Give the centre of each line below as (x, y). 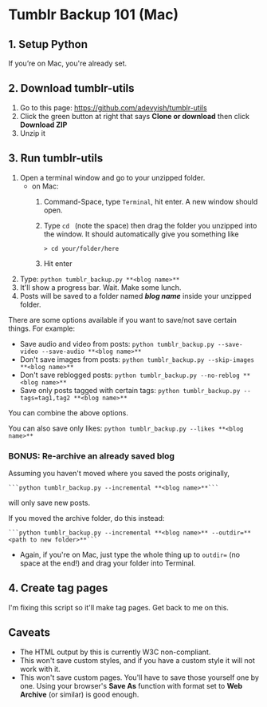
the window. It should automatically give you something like (141, 234)
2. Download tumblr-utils (71, 88)
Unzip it (33, 133)
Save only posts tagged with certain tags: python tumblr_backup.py (130, 390)
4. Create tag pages (58, 588)
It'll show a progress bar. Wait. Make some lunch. (100, 287)
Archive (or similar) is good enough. (79, 694)
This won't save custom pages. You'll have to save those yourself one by (139, 677)
